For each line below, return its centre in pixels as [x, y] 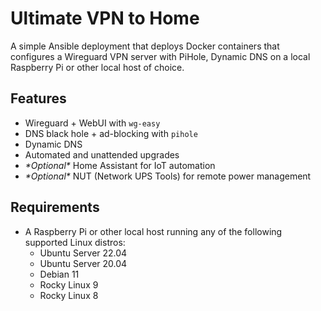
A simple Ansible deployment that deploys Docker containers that [145, 46]
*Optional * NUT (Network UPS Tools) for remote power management [168, 176]
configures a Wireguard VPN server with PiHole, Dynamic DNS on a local [160, 56]
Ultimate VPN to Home [105, 18]
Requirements [55, 207]
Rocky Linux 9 [69, 284]
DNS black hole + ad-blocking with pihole [111, 133]
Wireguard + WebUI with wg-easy [92, 123]
